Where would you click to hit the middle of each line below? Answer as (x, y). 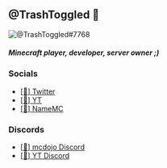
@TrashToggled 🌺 (54, 15)
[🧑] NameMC (42, 108)
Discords (26, 129)
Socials (23, 73)
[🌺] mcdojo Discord (52, 147)
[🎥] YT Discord (45, 155)
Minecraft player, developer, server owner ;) (84, 52)
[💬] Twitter (38, 91)
